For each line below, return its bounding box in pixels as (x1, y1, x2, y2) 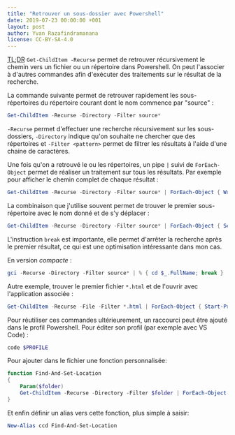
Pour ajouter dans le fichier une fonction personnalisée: (7, 357, 167, 365)
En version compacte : (7, 256, 72, 264)
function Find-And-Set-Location (7, 370, 101, 377)
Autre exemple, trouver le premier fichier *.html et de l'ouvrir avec (7, 282, 199, 290)
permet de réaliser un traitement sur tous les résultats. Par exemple (27, 168, 222, 176)
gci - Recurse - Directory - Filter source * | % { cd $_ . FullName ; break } (7, 270, 224, 277)
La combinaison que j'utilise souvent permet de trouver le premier (7, 201, 197, 209)
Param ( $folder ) (20, 383, 64, 390)
